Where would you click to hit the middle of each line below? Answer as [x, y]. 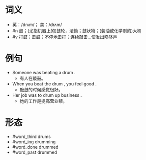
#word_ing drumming [34, 142]
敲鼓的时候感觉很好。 [41, 89]
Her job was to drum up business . [47, 95]
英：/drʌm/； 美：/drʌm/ [37, 25]
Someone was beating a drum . [44, 72]
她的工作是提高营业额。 [43, 101]
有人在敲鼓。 [32, 78]
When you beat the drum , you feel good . [54, 83]
